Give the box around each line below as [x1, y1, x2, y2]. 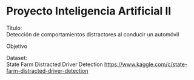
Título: [6, 24, 22, 32]
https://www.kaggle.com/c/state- [104, 61, 188, 68]
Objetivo [6, 42, 27, 50]
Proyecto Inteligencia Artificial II [6, 4, 172, 18]
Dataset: [6, 54, 27, 61]
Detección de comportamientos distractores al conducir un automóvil [6, 30, 179, 38]
